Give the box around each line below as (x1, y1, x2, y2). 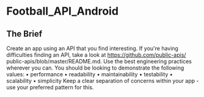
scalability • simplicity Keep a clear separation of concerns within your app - (6, 77, 199, 84)
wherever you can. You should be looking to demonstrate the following (6, 64, 184, 71)
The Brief (6, 29, 43, 39)
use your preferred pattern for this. (6, 84, 94, 91)
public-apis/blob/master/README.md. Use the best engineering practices (6, 58, 192, 65)
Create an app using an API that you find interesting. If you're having (6, 45, 179, 52)
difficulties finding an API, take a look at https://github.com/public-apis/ (6, 51, 186, 59)
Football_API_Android (6, 4, 119, 18)
